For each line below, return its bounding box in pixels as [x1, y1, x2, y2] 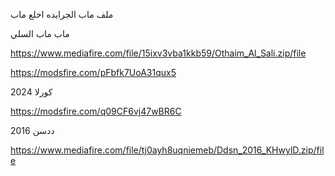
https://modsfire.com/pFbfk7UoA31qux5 [10, 67, 177, 78]
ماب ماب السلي [10, 28, 70, 39]
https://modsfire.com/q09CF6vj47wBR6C [10, 105, 182, 117]
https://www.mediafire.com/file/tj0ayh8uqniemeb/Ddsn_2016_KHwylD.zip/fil [10, 144, 325, 156]
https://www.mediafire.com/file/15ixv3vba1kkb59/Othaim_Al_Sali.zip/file [10, 47, 307, 59]
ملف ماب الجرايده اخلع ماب [10, 9, 114, 20]
